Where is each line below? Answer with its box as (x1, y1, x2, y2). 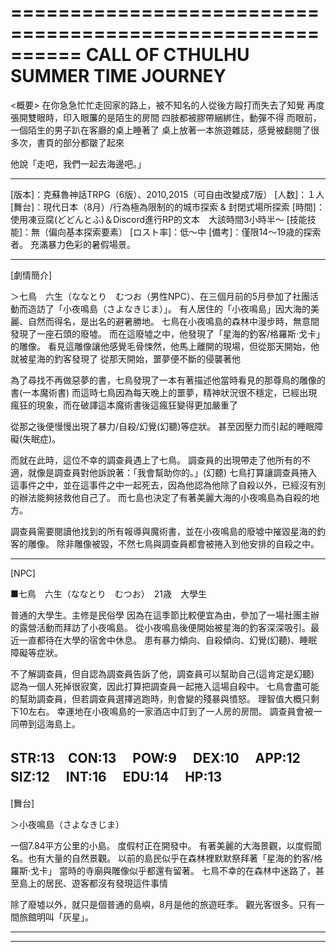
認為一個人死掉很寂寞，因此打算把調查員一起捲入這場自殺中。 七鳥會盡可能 (10, 680, 320, 692)
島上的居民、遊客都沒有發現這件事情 (18, 877, 168, 889)
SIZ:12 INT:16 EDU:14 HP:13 (10, 769, 223, 786)
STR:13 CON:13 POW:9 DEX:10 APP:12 (10, 750, 301, 767)
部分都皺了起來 (62, 136, 125, 148)
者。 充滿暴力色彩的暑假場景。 (10, 238, 136, 250)
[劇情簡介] (10, 269, 53, 281)
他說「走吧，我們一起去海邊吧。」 (10, 157, 147, 170)
